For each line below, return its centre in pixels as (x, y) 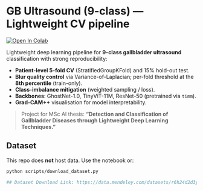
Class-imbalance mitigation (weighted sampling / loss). (85, 89)
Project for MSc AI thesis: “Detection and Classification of (95, 114)
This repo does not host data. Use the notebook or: (70, 160)
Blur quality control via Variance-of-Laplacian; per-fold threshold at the (105, 77)
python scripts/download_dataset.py (52, 171)
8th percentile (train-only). (49, 83)
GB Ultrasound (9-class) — (75, 11)
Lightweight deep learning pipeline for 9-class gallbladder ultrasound (94, 52)
